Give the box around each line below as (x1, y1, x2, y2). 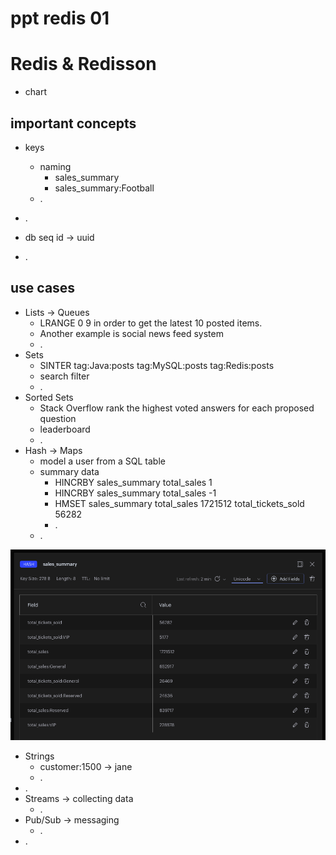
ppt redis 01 (10, 7, 110, 30)
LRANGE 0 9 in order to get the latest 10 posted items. (39, 317, 263, 329)
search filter (39, 370, 90, 382)
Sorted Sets (24, 391, 74, 403)
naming (39, 160, 72, 172)
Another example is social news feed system (39, 327, 224, 339)
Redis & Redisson (10, 53, 157, 76)
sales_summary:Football (54, 182, 155, 194)
